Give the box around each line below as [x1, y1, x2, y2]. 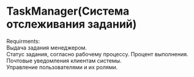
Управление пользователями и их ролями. [6, 63, 118, 71]
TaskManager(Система [6, 4, 130, 18]
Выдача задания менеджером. [6, 44, 88, 51]
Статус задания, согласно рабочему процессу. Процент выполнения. [6, 50, 188, 57]
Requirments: [6, 37, 40, 45]
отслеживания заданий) [6, 17, 137, 31]
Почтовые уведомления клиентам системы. [6, 57, 122, 64]
